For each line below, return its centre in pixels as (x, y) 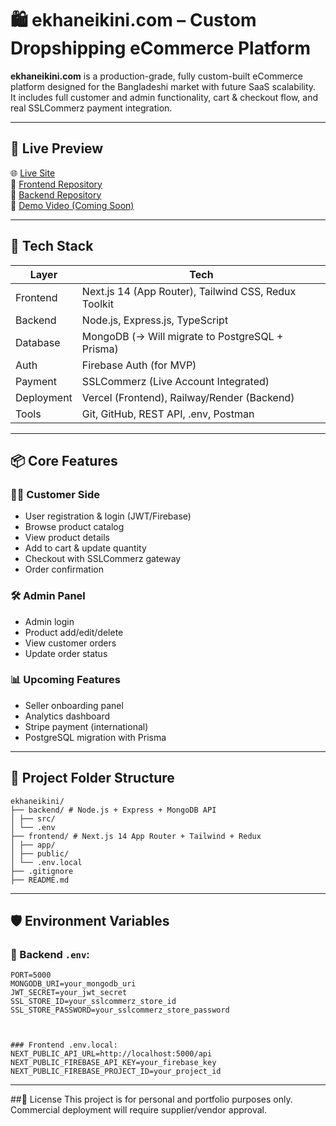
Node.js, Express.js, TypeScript (155, 320)
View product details (67, 538)
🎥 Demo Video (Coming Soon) (72, 205)
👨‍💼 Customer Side (55, 494)
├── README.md (40, 880)
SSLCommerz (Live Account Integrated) (175, 381)
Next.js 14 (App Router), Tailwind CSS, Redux (189, 291)
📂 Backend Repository (56, 194)
